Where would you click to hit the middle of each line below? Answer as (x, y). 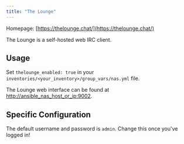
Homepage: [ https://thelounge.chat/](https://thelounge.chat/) (80, 28)
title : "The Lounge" (31, 11)
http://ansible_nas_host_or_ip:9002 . (49, 96)
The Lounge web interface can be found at (58, 90)
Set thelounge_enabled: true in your (50, 72)
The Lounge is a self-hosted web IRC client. (59, 39)
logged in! (18, 135)
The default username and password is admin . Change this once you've (92, 129)
